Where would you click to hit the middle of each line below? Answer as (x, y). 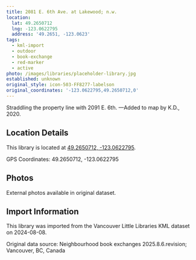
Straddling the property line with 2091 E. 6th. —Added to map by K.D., (93, 107)
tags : (13, 40)
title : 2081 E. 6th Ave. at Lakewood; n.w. (62, 12)
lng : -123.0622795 (35, 29)
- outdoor (24, 51)
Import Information (43, 211)
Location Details (37, 133)
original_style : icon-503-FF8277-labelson (60, 85)
